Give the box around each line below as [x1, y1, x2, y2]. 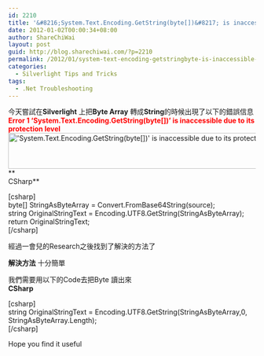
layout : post [8, 41, 51, 49]
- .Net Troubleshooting [15, 84, 93, 93]
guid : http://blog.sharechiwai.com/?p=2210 [8, 48, 153, 56]
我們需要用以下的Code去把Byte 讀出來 [8, 275, 132, 284]
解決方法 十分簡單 [8, 259, 65, 268]
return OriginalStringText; [8, 217, 90, 226]
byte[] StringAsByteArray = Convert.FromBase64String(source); [8, 200, 215, 210]
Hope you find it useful [8, 339, 82, 349]
